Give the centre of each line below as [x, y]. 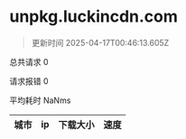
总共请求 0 [29, 61]
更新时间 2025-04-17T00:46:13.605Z [100, 42]
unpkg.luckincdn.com [94, 17]
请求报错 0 [29, 81]
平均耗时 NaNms [40, 100]
